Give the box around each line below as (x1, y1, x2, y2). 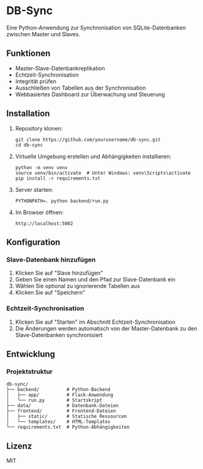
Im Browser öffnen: (15, 208, 64, 216)
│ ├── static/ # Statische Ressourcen (6, 413, 127, 420)
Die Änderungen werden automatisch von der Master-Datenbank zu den (15, 324, 197, 332)
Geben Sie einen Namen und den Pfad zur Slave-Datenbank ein (15, 276, 175, 283)
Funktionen (6, 48, 51, 59)
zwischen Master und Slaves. (6, 30, 81, 37)
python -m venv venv (15, 164, 68, 170)
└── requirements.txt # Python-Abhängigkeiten (6, 424, 130, 430)
